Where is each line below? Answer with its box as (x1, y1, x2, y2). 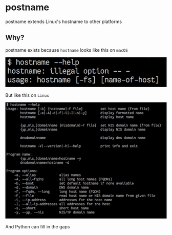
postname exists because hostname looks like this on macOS (5, 47, 128, 53)
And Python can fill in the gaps (5, 223, 70, 229)
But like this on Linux (5, 92, 50, 98)
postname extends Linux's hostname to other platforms (5, 18, 122, 25)
